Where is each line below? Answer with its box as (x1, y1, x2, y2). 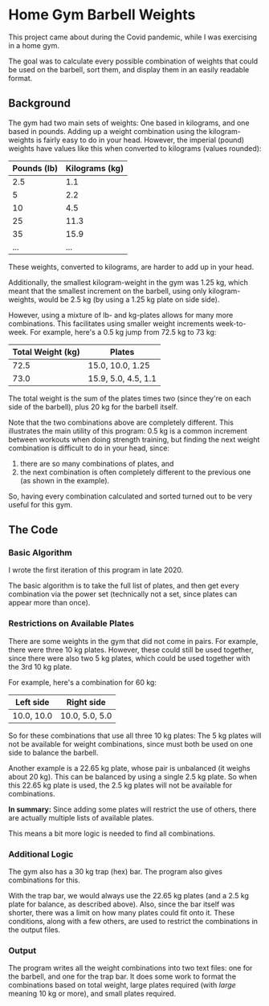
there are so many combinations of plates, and (19, 458, 174, 468)
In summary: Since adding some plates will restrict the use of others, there (8, 804, 257, 814)
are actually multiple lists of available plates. (8, 813, 154, 822)
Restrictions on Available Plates (8, 618, 135, 629)
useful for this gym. (8, 499, 73, 509)
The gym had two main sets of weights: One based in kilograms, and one (8, 118, 251, 128)
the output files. (8, 925, 61, 935)
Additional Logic (8, 849, 74, 860)
